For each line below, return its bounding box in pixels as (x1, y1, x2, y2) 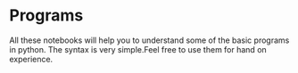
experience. (9, 53, 54, 64)
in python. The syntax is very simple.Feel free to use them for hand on (9, 44, 268, 54)
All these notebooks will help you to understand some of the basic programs (9, 35, 290, 45)
